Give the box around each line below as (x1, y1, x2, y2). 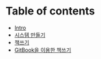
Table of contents (5, 4, 96, 18)
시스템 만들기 (14, 31, 46, 39)
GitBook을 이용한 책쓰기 (14, 46, 72, 54)
